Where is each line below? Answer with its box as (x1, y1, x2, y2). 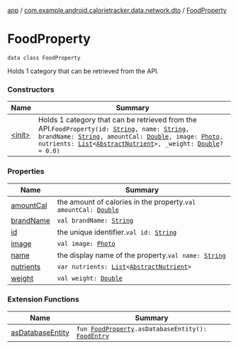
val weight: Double (57, 274, 123, 282)
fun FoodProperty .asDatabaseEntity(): (76, 325, 208, 333)
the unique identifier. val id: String (57, 227, 177, 237)
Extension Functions (7, 294, 79, 304)
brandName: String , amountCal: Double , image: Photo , (38, 133, 224, 141)
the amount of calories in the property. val (57, 197, 196, 207)
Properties (7, 166, 45, 176)
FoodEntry (76, 332, 110, 340)
